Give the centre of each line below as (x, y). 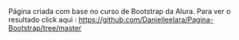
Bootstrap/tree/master (45, 28)
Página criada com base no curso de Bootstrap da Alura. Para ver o (119, 11)
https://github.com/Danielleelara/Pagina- (146, 20)
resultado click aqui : (43, 20)
